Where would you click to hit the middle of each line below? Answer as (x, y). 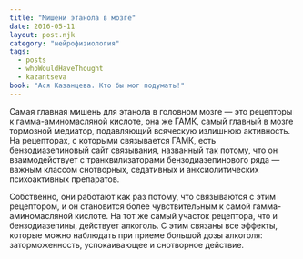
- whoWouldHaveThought (61, 69)
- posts (32, 60)
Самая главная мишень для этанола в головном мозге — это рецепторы (151, 111)
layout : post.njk (42, 35)
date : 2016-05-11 (42, 26)
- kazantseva (42, 77)
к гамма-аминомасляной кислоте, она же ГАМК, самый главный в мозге (151, 121)
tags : (20, 52)
